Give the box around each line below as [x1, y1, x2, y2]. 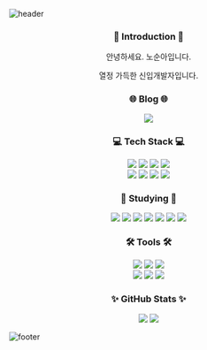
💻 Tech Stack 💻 [112, 135, 185, 148]
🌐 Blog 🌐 [129, 93, 168, 105]
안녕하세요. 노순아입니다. [105, 51, 192, 62]
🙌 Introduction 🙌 [113, 30, 184, 42]
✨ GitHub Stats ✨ [111, 293, 187, 305]
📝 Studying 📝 [120, 192, 177, 204]
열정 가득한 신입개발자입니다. [98, 71, 199, 81]
